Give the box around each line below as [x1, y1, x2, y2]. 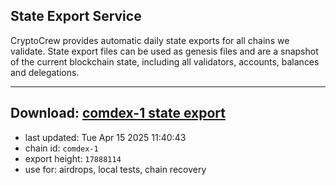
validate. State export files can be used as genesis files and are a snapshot [10, 45, 319, 57]
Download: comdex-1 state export [10, 105, 226, 122]
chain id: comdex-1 [24, 142, 99, 154]
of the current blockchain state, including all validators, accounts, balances [10, 55, 320, 68]
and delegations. [10, 66, 80, 78]
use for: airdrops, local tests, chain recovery [24, 163, 207, 175]
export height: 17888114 [24, 152, 122, 164]
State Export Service [10, 8, 142, 25]
